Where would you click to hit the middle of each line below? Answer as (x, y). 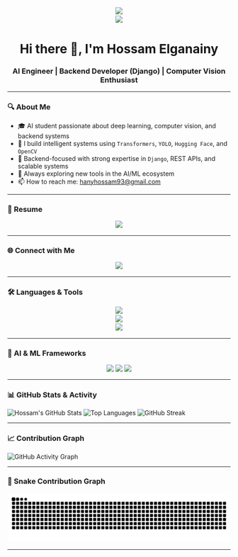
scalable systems (43, 166)
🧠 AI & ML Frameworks (47, 353)
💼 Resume (25, 209)
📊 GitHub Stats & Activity (52, 395)
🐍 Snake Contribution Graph (56, 481)
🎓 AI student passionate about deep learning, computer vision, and (117, 125)
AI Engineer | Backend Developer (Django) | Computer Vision (119, 72)
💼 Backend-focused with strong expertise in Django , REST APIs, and (117, 158)
